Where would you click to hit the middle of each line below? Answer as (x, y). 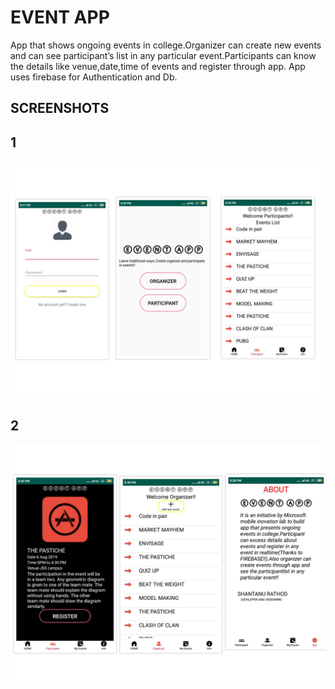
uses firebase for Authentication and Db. (94, 77)
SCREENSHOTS (60, 108)
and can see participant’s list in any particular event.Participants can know (163, 55)
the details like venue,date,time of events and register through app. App (158, 66)
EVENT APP (60, 17)
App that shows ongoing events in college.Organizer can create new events (166, 45)
